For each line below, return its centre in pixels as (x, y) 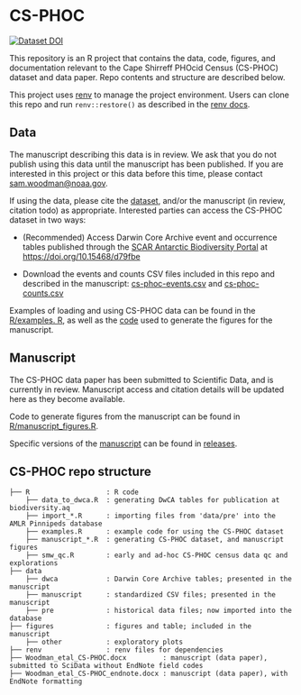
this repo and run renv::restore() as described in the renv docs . (130, 104)
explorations (34, 563)
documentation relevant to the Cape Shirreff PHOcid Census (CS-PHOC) (144, 68)
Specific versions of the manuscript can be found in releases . (123, 444)
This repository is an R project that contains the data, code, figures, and (142, 58)
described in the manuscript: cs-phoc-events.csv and (122, 283)
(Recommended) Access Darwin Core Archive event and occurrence (150, 237)
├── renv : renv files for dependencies (116, 650)
